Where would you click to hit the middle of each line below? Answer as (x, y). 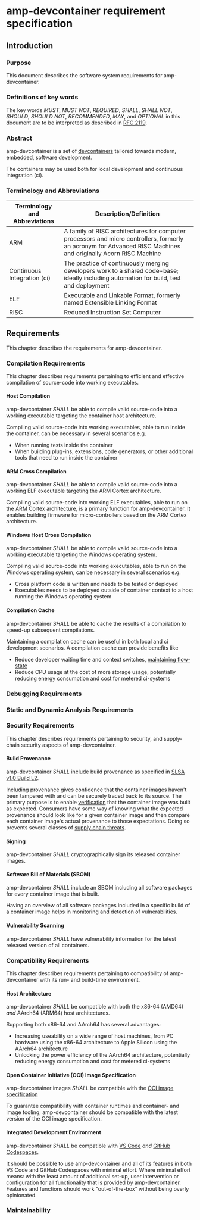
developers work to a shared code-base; (121, 270)
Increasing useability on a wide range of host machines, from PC (94, 1036)
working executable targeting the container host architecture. (81, 416)
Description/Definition (127, 214)
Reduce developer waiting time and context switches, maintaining (96, 659)
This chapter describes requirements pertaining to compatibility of (87, 973)
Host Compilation (28, 396)
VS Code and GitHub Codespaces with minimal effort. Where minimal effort (99, 1170)
